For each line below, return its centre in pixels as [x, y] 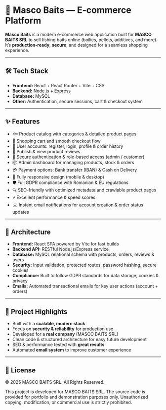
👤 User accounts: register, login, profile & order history [68, 146]
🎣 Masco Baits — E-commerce [68, 10]
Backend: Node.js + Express [41, 91]
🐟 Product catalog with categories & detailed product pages [74, 134]
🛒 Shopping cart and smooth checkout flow [56, 141]
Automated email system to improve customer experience [72, 350]
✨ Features [22, 122]
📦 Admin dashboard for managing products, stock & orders [73, 162]
